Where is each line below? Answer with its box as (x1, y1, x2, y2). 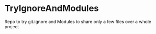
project (4, 23, 19, 29)
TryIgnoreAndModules (4, 3, 99, 14)
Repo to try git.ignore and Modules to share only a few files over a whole (4, 19, 152, 24)
